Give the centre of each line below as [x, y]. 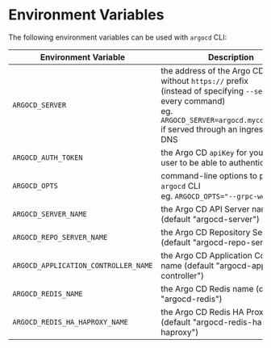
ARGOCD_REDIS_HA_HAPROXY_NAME [71, 322]
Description [231, 57]
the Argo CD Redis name [207, 288]
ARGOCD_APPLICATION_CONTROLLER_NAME [83, 265]
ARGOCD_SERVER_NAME [50, 214]
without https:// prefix [204, 81]
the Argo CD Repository [206, 232]
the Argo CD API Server [205, 209]
